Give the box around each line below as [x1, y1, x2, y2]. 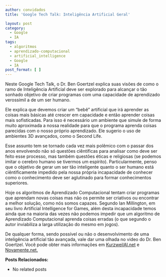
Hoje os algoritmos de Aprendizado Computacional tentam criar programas [5, 190, 160, 196]
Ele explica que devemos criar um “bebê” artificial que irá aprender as [5, 107, 149, 113]
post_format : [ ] [5, 67, 41, 72]
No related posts [12, 267, 47, 273]
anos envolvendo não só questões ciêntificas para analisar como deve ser [5, 148, 158, 154]
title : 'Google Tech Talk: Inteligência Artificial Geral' [5, 12, 131, 17]
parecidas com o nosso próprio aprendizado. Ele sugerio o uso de [5, 128, 141, 134]
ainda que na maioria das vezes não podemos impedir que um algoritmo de [5, 211, 160, 217]
